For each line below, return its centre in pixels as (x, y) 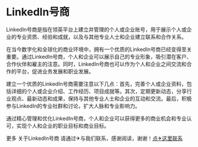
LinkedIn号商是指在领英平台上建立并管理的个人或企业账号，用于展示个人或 (96, 29)
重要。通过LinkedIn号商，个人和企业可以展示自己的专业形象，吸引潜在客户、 (99, 56)
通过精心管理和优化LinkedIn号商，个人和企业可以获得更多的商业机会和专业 (96, 118)
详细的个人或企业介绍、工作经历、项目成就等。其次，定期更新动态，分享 (99, 91)
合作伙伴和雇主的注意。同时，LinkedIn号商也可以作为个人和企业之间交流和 (96, 64)
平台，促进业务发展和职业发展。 (55, 71)
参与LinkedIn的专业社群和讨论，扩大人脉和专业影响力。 (73, 106)
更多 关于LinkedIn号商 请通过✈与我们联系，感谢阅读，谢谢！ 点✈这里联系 (95, 138)
